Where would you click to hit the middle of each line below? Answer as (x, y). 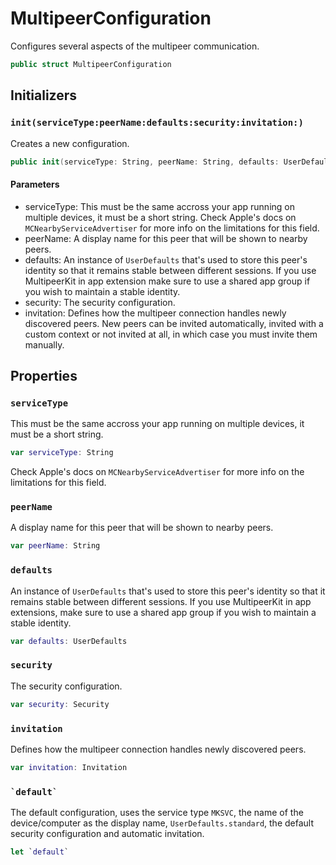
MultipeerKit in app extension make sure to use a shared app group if (167, 281)
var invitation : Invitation (69, 767)
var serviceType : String (62, 453)
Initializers (44, 95)
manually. (44, 344)
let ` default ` (40, 852)
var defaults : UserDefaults (69, 641)
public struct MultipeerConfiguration (91, 64)
